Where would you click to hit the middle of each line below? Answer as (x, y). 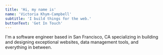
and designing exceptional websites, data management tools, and (72, 42)
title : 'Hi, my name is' (31, 9)
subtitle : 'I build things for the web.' (48, 18)
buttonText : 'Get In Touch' (34, 23)
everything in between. (29, 47)
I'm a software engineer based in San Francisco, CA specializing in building (82, 37)
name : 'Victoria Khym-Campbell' (38, 14)
